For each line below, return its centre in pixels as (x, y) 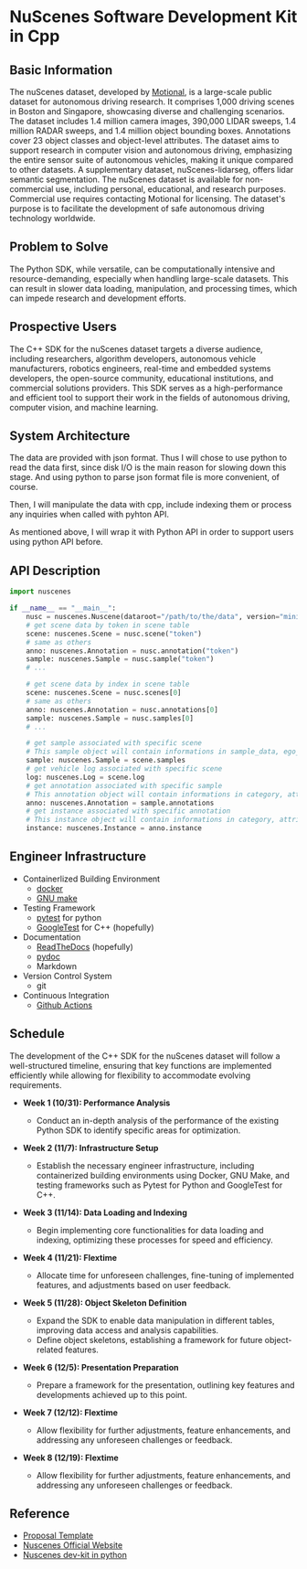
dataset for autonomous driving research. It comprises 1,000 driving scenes (152, 101)
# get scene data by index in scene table (108, 684)
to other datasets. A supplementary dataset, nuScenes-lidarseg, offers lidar (152, 170)
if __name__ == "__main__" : (63, 608)
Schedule (37, 1034)
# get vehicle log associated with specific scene (124, 769)
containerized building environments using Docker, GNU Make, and (163, 1175)
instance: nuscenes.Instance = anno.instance (114, 828)
